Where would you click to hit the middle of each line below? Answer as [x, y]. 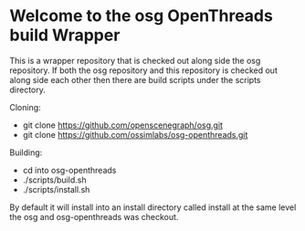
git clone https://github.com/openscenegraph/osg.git [123, 125]
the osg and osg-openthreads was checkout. [94, 216]
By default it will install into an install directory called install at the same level [153, 207]
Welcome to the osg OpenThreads [142, 16]
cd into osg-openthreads [69, 170]
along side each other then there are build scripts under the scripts [135, 79]
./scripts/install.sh [56, 189]
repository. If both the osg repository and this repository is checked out [144, 70]
